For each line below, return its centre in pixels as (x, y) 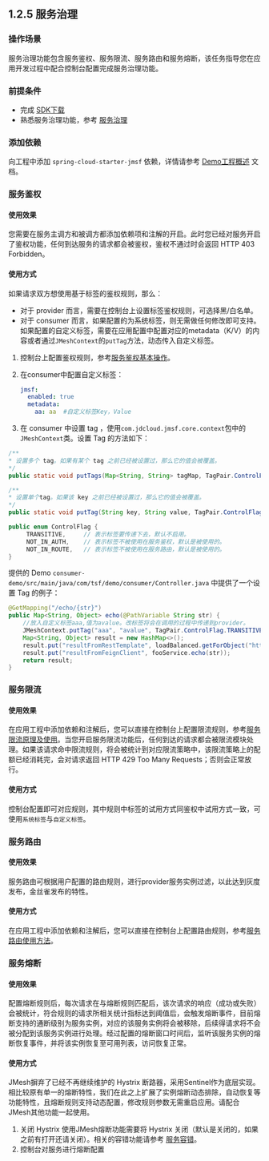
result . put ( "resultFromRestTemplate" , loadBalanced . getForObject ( (136, 645)
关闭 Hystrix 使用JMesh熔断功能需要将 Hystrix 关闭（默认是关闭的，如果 (139, 1129)
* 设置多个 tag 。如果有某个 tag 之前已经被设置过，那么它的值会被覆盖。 (114, 460)
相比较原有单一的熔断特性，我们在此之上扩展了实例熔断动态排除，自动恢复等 (134, 1092)
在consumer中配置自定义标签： (72, 374)
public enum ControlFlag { (53, 527)
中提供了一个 (232, 583)
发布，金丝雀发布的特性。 (50, 891)
